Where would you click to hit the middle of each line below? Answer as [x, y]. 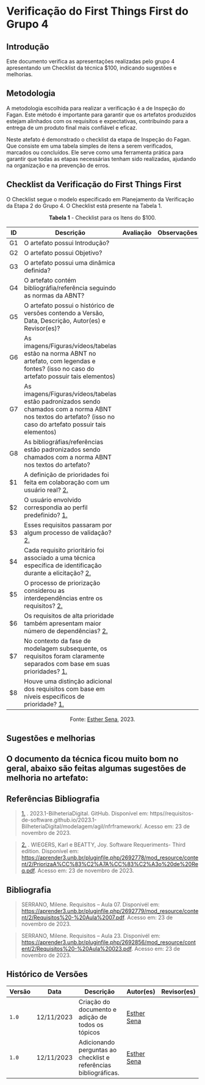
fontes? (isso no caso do [59, 368]
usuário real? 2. [46, 490]
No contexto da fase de [58, 640]
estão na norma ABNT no [60, 353]
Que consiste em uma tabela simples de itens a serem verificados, [90, 146]
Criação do [94, 1001]
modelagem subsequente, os [66, 648]
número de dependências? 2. [66, 631]
